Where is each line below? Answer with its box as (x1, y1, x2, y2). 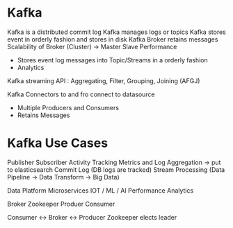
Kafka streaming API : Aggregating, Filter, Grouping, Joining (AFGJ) (7, 76, 200, 85)
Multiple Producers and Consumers (17, 103, 120, 112)
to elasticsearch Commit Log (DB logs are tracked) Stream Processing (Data (7, 165, 225, 174)
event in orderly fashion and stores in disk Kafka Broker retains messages (7, 35, 218, 43)
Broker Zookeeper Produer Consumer (7, 200, 115, 208)
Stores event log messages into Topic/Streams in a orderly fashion (17, 55, 209, 64)
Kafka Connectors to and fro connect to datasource (7, 90, 155, 98)
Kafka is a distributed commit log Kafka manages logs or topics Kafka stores (7, 28, 226, 36)
